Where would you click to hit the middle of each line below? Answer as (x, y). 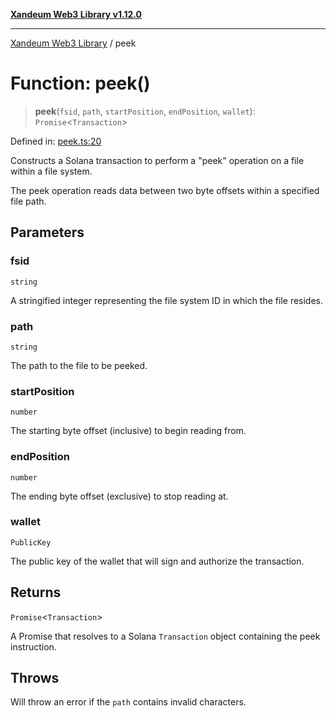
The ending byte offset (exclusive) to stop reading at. (119, 496)
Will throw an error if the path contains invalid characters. (128, 702)
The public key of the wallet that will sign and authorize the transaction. (157, 561)
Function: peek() (80, 83)
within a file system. (51, 171)
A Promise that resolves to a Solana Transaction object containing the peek (165, 636)
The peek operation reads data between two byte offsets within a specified (165, 190)
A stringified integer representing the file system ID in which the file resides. (167, 300)
